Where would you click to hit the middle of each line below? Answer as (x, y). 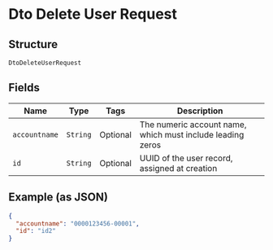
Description (200, 111)
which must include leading (192, 134)
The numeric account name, (193, 125)
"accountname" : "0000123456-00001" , (78, 224)
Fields (24, 88)
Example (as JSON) (58, 197)
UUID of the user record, (186, 158)
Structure (33, 44)
